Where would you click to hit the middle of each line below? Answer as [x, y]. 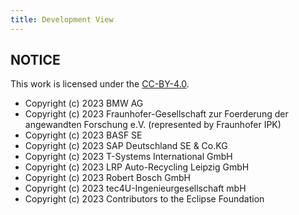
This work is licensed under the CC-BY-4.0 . [100, 84]
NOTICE [35, 60]
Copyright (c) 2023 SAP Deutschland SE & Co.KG [126, 146]
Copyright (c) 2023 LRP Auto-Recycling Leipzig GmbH [137, 167]
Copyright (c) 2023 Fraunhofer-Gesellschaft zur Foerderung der [156, 114]
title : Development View [62, 19]
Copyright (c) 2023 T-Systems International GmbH [128, 157]
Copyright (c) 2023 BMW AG [84, 103]
